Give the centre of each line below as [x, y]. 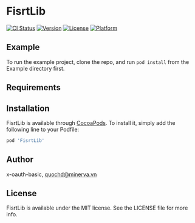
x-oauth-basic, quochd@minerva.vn [52, 174]
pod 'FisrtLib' [26, 140]
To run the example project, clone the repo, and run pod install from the [98, 62]
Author [20, 160]
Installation [28, 108]
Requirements [33, 87]
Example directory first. [36, 68]
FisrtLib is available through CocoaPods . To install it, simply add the [91, 122]
